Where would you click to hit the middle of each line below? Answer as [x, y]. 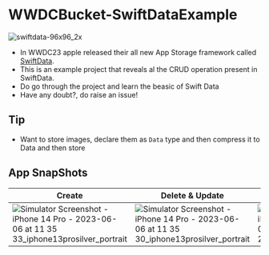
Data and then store [52, 147]
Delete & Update [192, 195]
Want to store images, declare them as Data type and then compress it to [140, 139]
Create [70, 195]
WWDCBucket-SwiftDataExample [123, 15]
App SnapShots [48, 173]
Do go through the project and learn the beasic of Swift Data [119, 86]
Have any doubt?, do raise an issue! [79, 94]
